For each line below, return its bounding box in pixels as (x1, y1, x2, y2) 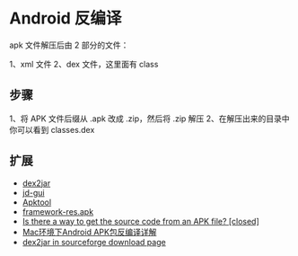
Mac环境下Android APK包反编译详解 (22, 226, 157, 237)
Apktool (22, 197, 52, 207)
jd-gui (22, 187, 45, 198)
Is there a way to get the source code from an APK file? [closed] (22, 216, 260, 226)
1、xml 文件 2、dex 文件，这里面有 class (9, 58, 159, 69)
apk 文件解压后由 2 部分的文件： (9, 40, 129, 50)
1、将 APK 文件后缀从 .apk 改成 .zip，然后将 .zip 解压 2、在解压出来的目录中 (9, 113, 290, 124)
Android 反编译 (9, 8, 122, 29)
